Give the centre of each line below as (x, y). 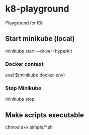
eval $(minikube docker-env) (35, 75)
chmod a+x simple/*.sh (29, 127)
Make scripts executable (45, 115)
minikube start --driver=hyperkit (39, 51)
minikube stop (20, 99)
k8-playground (37, 9)
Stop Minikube (23, 88)
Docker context (24, 64)
